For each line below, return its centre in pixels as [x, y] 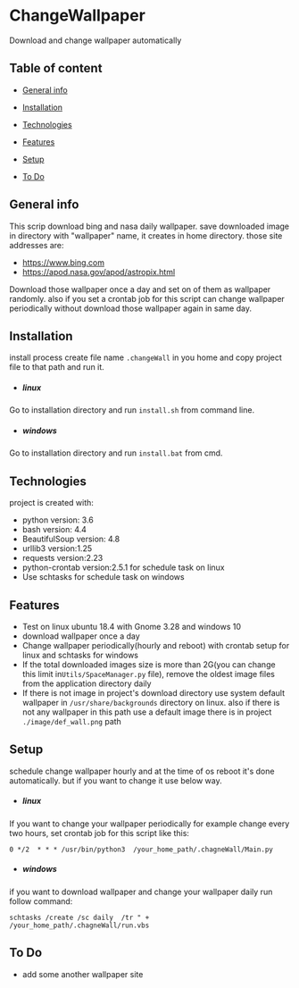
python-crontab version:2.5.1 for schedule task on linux [123, 567]
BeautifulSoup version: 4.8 [71, 539]
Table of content [56, 68]
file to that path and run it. [57, 367]
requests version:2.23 [62, 558]
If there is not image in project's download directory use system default [154, 692]
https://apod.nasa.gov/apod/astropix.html [99, 272]
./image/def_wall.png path [72, 721]
